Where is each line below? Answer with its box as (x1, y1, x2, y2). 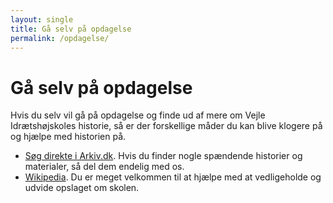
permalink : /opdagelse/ (10, 33, 110, 43)
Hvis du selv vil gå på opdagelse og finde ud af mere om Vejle (10, 109, 266, 121)
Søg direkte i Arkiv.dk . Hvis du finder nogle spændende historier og (24, 150, 303, 162)
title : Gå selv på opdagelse (10, 24, 132, 34)
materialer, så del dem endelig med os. (24, 161, 185, 173)
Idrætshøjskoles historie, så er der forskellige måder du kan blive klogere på (10, 120, 323, 132)
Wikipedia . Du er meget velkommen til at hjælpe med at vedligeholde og (24, 171, 322, 183)
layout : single (10, 14, 74, 25)
